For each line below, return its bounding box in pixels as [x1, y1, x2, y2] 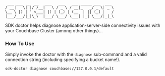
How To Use [5, 40, 35, 47]
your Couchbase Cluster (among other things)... [5, 28, 103, 33]
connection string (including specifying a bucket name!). [5, 57, 120, 63]
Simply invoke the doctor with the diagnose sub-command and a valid [5, 51, 147, 58]
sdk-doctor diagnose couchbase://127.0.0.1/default [5, 66, 114, 72]
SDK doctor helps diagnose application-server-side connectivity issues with [5, 22, 161, 28]
